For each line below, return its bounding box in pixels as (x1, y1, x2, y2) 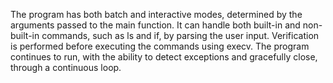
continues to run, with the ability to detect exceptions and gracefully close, (10, 51, 318, 63)
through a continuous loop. (10, 62, 122, 73)
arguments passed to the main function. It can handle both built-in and (10, 19, 301, 31)
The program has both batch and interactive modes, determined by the (10, 9, 303, 20)
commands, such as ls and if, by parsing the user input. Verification (41, 30, 320, 41)
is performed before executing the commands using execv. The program (10, 40, 310, 52)
